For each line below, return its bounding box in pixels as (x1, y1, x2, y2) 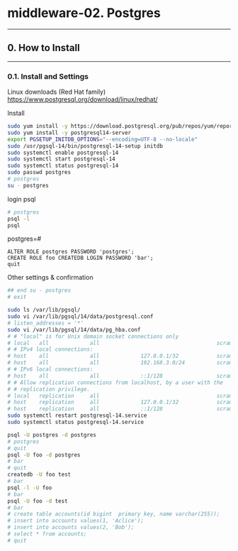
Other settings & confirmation (7, 273, 93, 282)
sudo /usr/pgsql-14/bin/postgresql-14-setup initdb (7, 142, 163, 150)
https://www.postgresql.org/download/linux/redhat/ (7, 95, 158, 104)
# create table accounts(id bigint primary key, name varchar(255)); (7, 511, 220, 518)
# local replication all (7, 392, 100, 399)
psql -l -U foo (7, 484, 52, 491)
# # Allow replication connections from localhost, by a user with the (7, 378, 223, 386)
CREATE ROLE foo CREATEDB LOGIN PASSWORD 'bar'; (7, 254, 154, 262)
